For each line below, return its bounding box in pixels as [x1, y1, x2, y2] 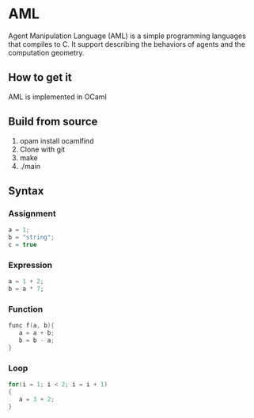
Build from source [8, 115, 98, 128]
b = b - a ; [18, 336, 55, 344]
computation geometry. [8, 48, 85, 57]
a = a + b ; [18, 329, 55, 337]
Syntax [8, 184, 44, 197]
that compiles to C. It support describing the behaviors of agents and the [8, 39, 245, 48]
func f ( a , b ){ [8, 322, 55, 330]
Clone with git [19, 144, 66, 154]
